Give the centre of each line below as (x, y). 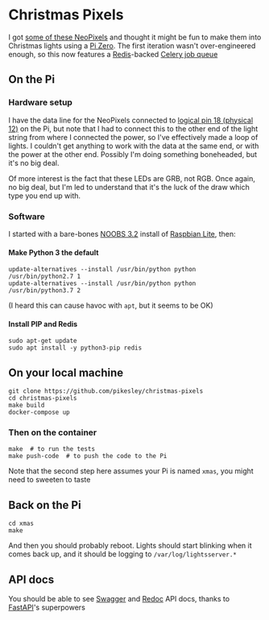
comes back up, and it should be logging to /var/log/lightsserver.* (123, 554)
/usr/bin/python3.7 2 (45, 291)
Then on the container (53, 432)
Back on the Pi (45, 505)
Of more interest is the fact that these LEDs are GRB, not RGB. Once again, (132, 178)
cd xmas (21, 524)
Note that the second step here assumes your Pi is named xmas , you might (131, 471)
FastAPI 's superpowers (47, 608)
